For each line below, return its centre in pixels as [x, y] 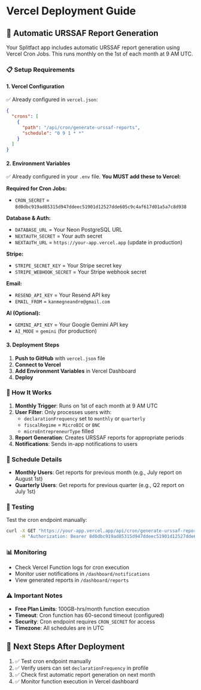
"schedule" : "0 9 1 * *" [53, 133]
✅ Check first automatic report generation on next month [85, 674]
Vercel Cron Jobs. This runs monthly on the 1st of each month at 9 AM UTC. [100, 54]
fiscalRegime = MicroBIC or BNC [62, 425]
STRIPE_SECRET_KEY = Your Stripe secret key [68, 266]
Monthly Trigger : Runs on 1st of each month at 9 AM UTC [86, 406]
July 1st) [25, 491]
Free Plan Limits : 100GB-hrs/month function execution [82, 609]
